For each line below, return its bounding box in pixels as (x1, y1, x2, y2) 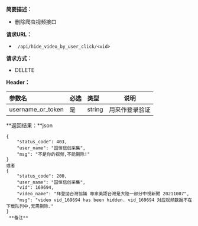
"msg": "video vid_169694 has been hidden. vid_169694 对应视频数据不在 (17, 197, 193, 203)
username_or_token (9, 106, 64, 113)
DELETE (14, 67, 35, 73)
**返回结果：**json (6, 122, 53, 129)
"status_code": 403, (17, 139, 67, 145)
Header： (6, 79, 30, 86)
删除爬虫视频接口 (14, 18, 57, 25)
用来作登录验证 (109, 106, 151, 114)
